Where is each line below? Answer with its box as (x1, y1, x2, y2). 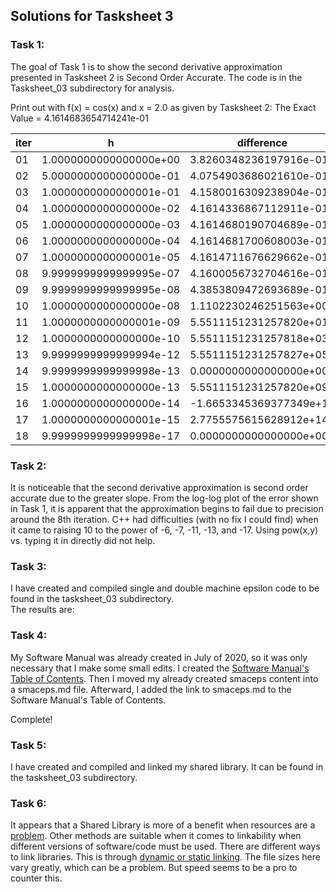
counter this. (10, 872, 63, 884)
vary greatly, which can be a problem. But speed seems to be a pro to (10, 862, 298, 874)
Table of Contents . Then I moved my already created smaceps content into (10, 672, 319, 684)
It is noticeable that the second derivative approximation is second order (10, 481, 309, 493)
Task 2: (10, 459, 47, 473)
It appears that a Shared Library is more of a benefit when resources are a (10, 819, 316, 831)
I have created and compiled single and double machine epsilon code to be (10, 582, 320, 594)
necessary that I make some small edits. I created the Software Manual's (10, 662, 310, 674)
